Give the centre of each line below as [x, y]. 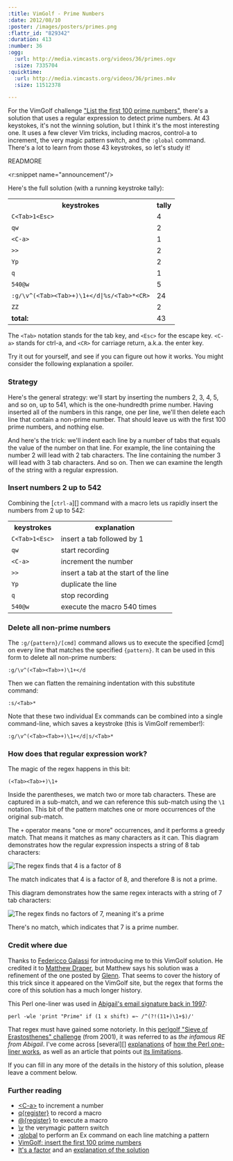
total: [20, 319]
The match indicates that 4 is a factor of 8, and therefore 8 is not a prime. [113, 879]
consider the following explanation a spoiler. [71, 364]
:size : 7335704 [36, 65]
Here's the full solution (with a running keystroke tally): [86, 188]
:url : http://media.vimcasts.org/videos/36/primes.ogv [95, 59]
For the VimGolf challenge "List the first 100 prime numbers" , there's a [108, 111]
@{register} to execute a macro [63, 1121]
